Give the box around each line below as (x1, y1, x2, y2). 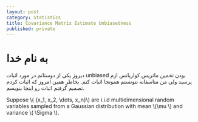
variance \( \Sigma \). (6, 109, 60, 117)
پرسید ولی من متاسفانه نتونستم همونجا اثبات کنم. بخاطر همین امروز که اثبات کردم (6, 78, 193, 85)
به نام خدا (6, 52, 49, 65)
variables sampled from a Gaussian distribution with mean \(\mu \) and (6, 103, 183, 110)
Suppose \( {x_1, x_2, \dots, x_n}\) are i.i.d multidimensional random (6, 96, 175, 103)
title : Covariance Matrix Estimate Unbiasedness (6, 20, 132, 26)
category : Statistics (6, 14, 61, 21)
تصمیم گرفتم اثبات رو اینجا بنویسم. (6, 85, 85, 92)
